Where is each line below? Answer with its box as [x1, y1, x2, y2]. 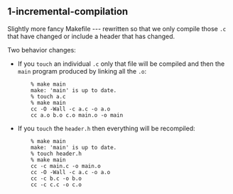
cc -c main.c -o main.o [31, 162, 101, 169]
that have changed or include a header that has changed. [7, 32, 175, 40]
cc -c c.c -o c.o [31, 181, 82, 188]
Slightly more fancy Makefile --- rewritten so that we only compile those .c [7, 24, 227, 33]
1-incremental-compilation [7, 6, 129, 18]
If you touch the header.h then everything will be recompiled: [17, 124, 195, 132]
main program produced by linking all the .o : [17, 67, 147, 75]
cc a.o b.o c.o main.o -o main [31, 111, 124, 119]
